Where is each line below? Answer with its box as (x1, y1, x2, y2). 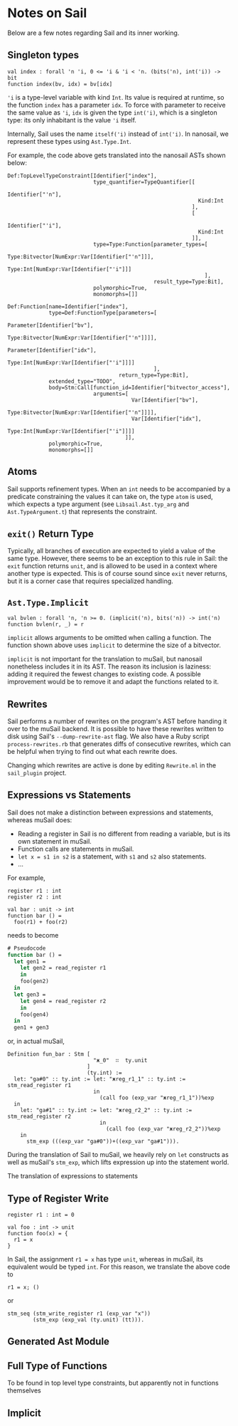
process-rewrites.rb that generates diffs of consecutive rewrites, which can (7, 740, 231, 748)
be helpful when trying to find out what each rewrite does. (7, 748, 178, 755)
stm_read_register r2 (7, 1113, 72, 1121)
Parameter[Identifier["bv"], (7, 322, 94, 329)
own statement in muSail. (17, 837, 92, 845)
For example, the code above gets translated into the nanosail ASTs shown (7, 151, 226, 159)
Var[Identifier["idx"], (131, 415, 202, 422)
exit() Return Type (7, 528, 94, 540)
